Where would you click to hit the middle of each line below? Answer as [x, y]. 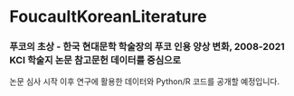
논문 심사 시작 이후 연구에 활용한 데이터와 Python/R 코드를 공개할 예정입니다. [145, 82]
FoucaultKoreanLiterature [108, 17]
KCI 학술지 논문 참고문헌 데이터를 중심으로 [95, 61]
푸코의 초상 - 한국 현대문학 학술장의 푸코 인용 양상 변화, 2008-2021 [147, 47]
